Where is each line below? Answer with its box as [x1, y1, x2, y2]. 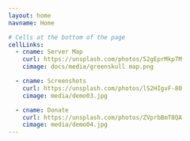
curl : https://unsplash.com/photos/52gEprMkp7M [22, 55, 182, 63]
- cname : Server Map [15, 48, 83, 56]
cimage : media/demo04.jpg [22, 120, 108, 129]
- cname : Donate [15, 106, 69, 114]
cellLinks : [8, 40, 44, 48]
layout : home [8, 11, 51, 20]
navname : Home [8, 19, 55, 27]
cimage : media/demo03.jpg [22, 92, 108, 100]
